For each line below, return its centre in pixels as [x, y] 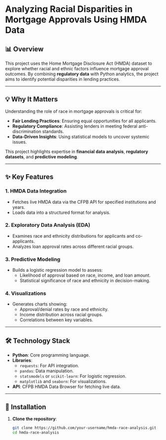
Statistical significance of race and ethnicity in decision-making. [85, 281]
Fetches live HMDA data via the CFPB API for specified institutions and [84, 202]
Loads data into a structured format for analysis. [61, 212]
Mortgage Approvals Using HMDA [76, 20]
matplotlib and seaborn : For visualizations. [63, 382]
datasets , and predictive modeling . [41, 156]
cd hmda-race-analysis [36, 432]
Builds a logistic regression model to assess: [57, 270]
